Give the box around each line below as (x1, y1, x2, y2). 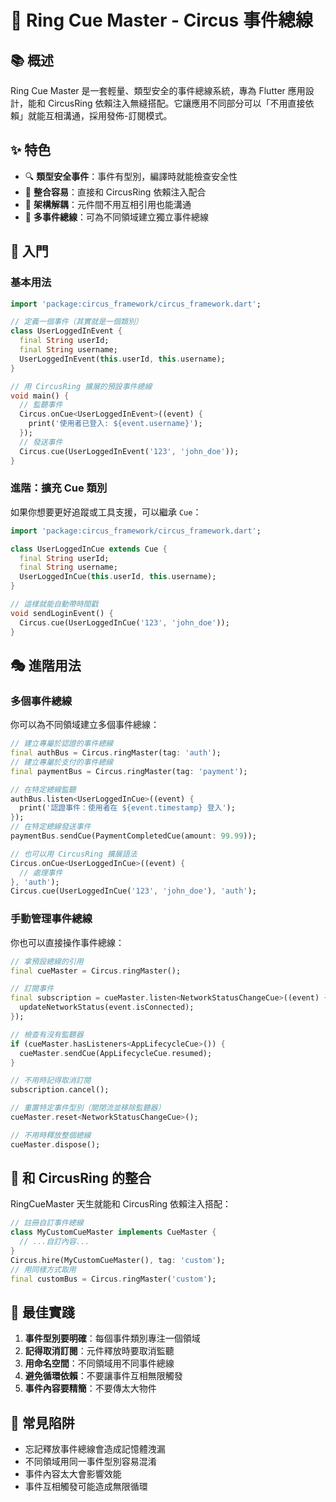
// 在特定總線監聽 (10, 784, 77, 795)
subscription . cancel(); (10, 1085, 110, 1095)
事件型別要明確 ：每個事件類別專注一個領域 (24, 1332, 201, 1345)
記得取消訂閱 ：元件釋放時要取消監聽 (24, 1345, 175, 1357)
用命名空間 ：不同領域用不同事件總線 (24, 1357, 175, 1370)
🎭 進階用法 (10, 657, 82, 674)
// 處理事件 (19, 867, 63, 878)
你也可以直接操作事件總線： (10, 936, 125, 948)
